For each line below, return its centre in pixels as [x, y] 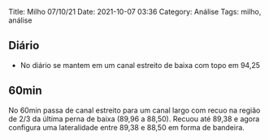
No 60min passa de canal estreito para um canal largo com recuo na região [134, 110]
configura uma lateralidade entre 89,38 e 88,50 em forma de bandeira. [127, 127]
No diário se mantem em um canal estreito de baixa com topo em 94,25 [140, 65]
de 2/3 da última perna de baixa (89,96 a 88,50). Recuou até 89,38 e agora [134, 119]
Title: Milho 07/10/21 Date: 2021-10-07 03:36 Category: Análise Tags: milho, [135, 12]
